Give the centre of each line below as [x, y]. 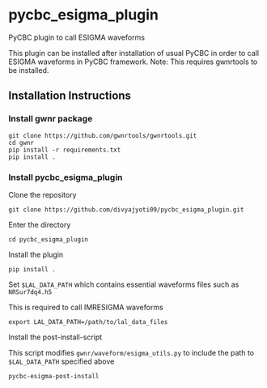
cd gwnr [21, 143]
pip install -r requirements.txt [65, 150]
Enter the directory [40, 224]
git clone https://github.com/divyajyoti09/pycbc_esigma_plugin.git [126, 209]
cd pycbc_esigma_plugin [49, 239]
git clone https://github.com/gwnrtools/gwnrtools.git [103, 135]
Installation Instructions [70, 96]
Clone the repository [42, 194]
